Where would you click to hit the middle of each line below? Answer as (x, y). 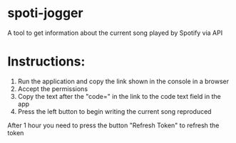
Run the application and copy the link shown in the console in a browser (123, 81)
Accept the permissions (52, 89)
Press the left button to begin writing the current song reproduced (114, 111)
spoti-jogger (45, 13)
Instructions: (46, 62)
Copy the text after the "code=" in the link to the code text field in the (119, 96)
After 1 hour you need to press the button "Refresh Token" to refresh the (113, 125)
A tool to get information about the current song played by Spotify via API (115, 33)
